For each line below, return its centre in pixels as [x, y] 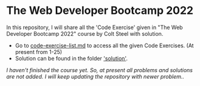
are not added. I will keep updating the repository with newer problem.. [95, 76]
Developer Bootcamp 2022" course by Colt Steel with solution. [85, 33]
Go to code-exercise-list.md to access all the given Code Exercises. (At [104, 45]
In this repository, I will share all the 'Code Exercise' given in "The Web [95, 27]
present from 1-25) [39, 51]
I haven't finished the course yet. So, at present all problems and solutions [100, 70]
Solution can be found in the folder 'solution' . [71, 58]
